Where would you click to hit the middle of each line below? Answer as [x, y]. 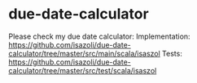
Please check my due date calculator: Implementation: [99, 36]
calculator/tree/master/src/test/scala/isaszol [83, 70]
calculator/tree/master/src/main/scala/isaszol [84, 53]
